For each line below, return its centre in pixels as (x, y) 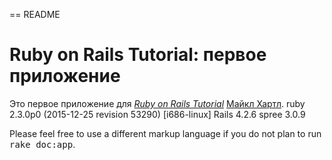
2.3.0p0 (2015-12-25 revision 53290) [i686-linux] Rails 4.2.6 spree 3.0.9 (157, 114)
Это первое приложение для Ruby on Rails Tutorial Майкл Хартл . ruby (157, 103)
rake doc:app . (42, 144)
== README (35, 14)
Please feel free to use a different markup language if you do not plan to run (165, 133)
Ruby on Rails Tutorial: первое (138, 55)
